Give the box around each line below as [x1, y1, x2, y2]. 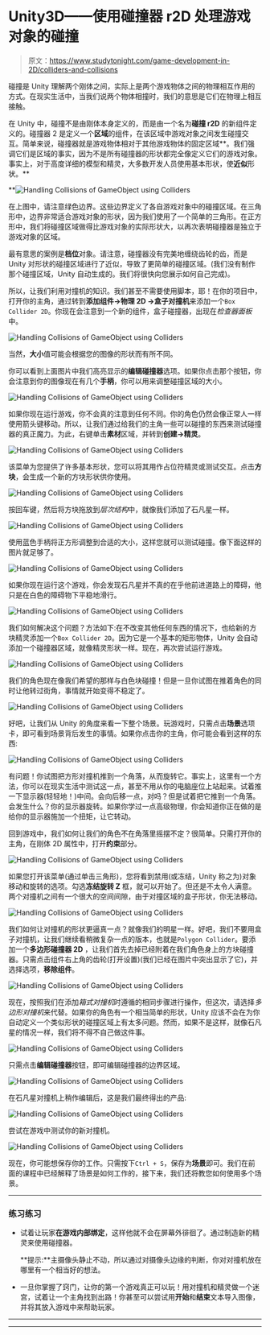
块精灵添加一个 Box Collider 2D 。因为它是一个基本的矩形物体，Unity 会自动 [8, 633, 259, 643]
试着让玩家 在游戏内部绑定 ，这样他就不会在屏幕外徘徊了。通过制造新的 [19, 1228, 253, 1238]
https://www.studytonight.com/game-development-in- [49, 56, 231, 65]
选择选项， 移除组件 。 [8, 964, 79, 974]
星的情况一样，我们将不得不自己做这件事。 [8, 1027, 149, 1037]
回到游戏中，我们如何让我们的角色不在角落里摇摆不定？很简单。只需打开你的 [8, 829, 262, 838]
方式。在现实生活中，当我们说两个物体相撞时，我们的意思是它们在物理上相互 [8, 91, 262, 101]
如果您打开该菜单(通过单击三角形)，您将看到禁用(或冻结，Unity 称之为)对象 [8, 871, 257, 881]
